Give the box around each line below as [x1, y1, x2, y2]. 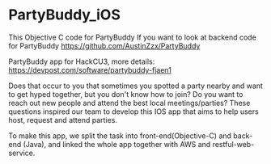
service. [8, 148, 36, 158]
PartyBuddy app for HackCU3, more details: [8, 57, 155, 66]
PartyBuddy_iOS [8, 6, 121, 24]
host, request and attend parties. [8, 115, 117, 124]
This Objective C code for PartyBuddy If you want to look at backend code [8, 32, 256, 42]
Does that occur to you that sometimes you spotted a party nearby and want [8, 81, 263, 90]
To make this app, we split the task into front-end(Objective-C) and [8, 131, 232, 141]
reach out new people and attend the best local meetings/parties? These [8, 98, 251, 107]
